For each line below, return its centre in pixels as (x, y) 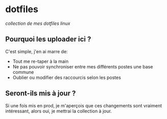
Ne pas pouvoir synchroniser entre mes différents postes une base (83, 66)
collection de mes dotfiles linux (38, 23)
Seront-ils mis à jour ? (41, 93)
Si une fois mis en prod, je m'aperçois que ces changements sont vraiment (83, 105)
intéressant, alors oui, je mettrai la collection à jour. (59, 111)
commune (23, 72)
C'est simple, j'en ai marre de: (36, 51)
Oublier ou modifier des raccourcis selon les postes (67, 77)
